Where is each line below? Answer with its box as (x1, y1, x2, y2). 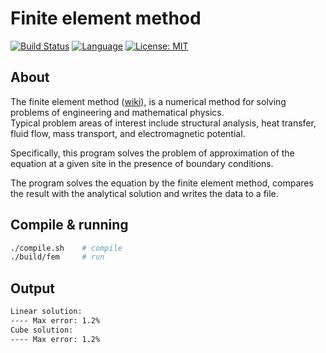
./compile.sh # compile (10, 243, 123, 253)
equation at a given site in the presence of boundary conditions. (10, 157, 274, 169)
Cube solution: (10, 325, 74, 335)
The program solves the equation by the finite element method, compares (10, 177, 314, 189)
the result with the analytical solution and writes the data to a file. (10, 187, 279, 199)
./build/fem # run (10, 252, 105, 262)
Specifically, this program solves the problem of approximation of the (10, 147, 295, 159)
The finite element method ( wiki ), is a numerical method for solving (10, 95, 287, 107)
